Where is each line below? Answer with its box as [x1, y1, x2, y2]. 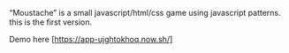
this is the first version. [9, 17, 93, 27]
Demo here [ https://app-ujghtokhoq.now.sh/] [9, 34, 173, 44]
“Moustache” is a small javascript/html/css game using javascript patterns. [9, 8, 281, 18]
